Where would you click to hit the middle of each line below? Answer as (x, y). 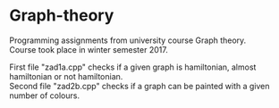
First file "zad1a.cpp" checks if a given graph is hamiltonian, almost (133, 67)
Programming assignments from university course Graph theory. (128, 40)
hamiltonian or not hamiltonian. (66, 76)
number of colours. (45, 96)
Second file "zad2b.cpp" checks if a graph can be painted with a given (139, 86)
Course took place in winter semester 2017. (89, 49)
